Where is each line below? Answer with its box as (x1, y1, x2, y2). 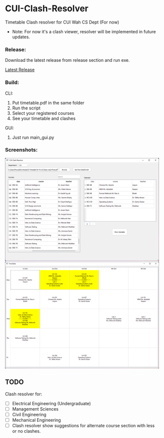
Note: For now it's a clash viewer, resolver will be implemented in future (12, 28, 156, 34)
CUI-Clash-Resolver (5, 3, 89, 14)
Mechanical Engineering (12, 417, 61, 423)
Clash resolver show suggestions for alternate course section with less (12, 423, 155, 429)
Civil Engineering (12, 412, 46, 417)
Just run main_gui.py (12, 134, 55, 140)
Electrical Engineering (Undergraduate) (12, 400, 91, 406)
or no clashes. (12, 428, 41, 434)
